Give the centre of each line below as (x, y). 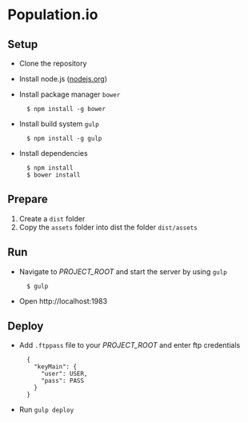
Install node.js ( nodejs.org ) (63, 79)
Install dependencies (54, 153)
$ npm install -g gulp (64, 138)
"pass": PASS (62, 381)
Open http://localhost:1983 (63, 301)
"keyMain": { (56, 367)
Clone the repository (53, 63)
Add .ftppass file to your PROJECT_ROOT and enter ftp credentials (130, 345)
